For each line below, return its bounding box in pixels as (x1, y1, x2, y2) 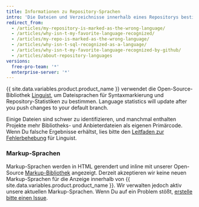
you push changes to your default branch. (6, 104, 108, 111)
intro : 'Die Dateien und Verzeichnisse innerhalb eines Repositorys (6, 14, 179, 20)
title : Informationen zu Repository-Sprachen (6, 8, 120, 15)
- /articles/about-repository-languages (11, 53, 113, 59)
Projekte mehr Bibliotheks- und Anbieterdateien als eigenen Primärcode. (6, 122, 182, 129)
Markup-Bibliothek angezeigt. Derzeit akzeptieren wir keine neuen (24, 169, 187, 176)
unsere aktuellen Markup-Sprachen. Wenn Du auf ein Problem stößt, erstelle (6, 187, 192, 195)
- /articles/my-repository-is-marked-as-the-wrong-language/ (11, 25, 166, 31)
